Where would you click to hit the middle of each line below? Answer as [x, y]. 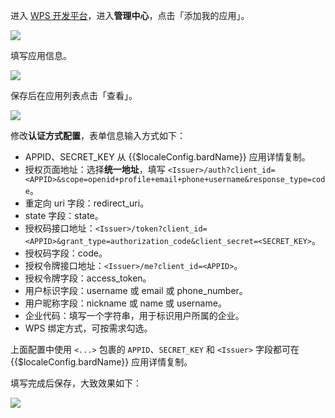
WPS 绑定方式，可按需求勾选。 [88, 328]
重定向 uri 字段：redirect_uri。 [87, 203]
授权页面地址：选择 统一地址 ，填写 [95, 169]
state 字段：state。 [64, 215]
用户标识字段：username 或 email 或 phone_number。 [136, 290]
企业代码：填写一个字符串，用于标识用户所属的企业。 [134, 315]
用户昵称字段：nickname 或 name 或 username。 [125, 303]
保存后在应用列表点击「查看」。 [74, 95]
